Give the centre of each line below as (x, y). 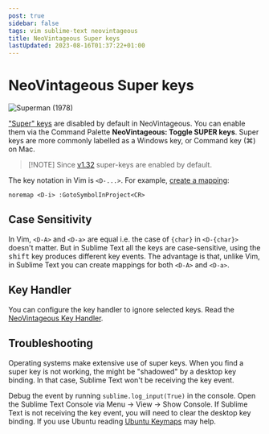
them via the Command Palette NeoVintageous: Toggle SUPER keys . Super (134, 132)
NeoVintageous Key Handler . (56, 318)
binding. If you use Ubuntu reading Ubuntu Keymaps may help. (112, 421)
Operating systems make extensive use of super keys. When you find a (126, 362)
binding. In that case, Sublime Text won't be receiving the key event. (121, 380)
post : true (26, 16)
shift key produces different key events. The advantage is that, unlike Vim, (134, 256)
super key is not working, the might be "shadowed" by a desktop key (122, 371)
